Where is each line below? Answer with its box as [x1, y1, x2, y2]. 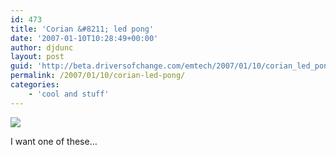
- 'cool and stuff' [28, 89, 110, 99]
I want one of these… [10, 135, 98, 147]
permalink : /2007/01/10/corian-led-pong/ [10, 71, 186, 81]
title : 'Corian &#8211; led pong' [10, 24, 155, 34]
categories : [10, 80, 60, 90]
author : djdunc [10, 42, 74, 53]
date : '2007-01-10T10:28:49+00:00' [10, 33, 159, 43]
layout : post [10, 52, 65, 62]
